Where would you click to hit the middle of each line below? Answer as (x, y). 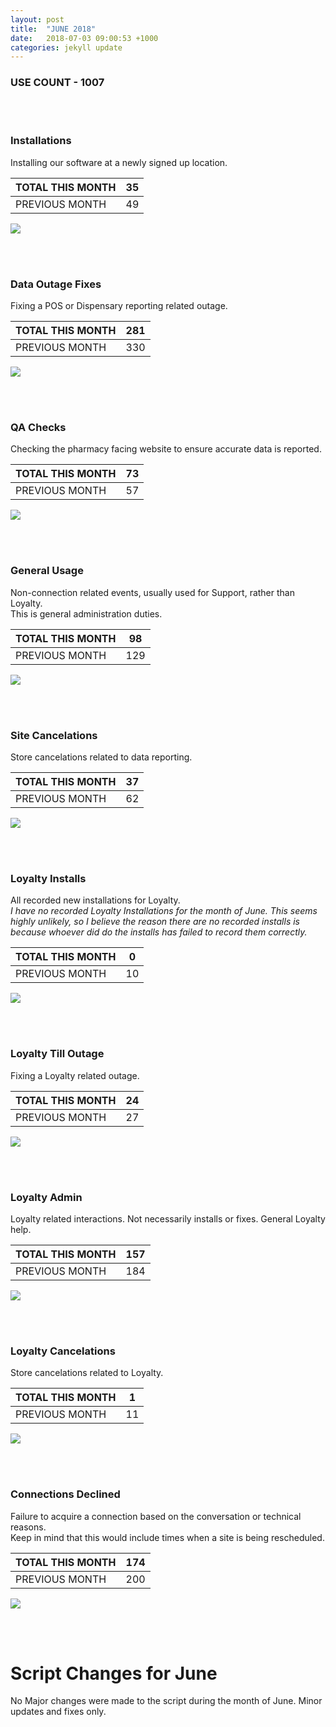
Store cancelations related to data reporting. (101, 757)
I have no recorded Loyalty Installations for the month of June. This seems (164, 911)
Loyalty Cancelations (63, 1351)
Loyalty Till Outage (57, 1054)
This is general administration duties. (86, 613)
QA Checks (38, 428)
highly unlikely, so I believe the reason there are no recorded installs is (155, 922)
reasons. (28, 1527)
